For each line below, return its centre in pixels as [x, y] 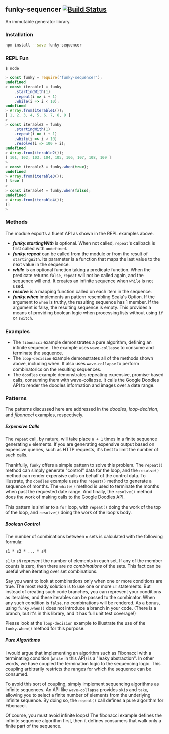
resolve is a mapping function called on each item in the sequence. [82, 291]
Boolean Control [23, 524]
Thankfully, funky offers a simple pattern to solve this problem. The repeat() [84, 465]
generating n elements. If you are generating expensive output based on [80, 444]
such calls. [16, 455]
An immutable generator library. [38, 21]
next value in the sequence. [41, 264]
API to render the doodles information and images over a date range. [83, 385]
